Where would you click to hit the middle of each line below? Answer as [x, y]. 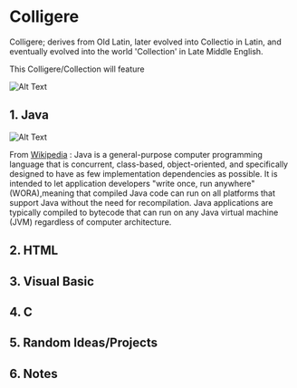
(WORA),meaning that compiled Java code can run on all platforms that [143, 193]
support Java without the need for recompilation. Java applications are [141, 202]
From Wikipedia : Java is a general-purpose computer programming [136, 154]
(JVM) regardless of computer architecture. [91, 222]
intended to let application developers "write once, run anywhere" [132, 183]
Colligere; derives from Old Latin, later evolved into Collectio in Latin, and [146, 42]
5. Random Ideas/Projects [84, 343]
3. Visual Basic [52, 281]
